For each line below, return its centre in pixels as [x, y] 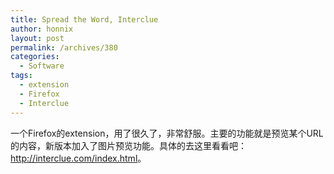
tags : [21, 76]
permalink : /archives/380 [64, 47]
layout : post [37, 38]
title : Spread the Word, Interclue [84, 19]
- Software [42, 66]
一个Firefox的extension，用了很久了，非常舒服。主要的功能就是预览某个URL [167, 133]
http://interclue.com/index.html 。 [78, 158]
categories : [35, 57]
